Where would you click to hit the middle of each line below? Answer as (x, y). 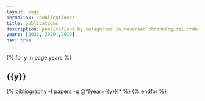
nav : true (19, 40)
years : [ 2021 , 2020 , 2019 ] (41, 35)
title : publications (33, 23)
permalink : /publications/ (41, 18)
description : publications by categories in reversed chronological (95, 29)
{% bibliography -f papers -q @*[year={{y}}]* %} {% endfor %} (87, 91)
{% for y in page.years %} (39, 57)
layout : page (23, 12)
